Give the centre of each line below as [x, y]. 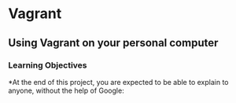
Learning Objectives [48, 65]
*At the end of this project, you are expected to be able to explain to [118, 82]
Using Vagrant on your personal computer [113, 43]
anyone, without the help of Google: [66, 90]
